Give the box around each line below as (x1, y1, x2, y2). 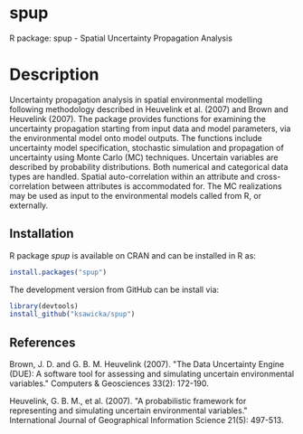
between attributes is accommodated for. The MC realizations (51, 180, 282, 192)
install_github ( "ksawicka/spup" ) (9, 310, 136, 319)
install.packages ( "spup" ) (9, 268, 107, 277)
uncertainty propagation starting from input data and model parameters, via (9, 123, 291, 134)
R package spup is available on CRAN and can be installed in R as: (9, 250, 256, 260)
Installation (9, 226, 74, 241)
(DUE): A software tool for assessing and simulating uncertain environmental (9, 369, 295, 380)
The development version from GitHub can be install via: (9, 284, 220, 295)
